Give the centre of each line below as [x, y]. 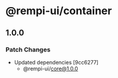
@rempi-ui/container [59, 11]
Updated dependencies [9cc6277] [56, 62]
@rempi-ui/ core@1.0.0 [50, 69]
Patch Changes [28, 50]
